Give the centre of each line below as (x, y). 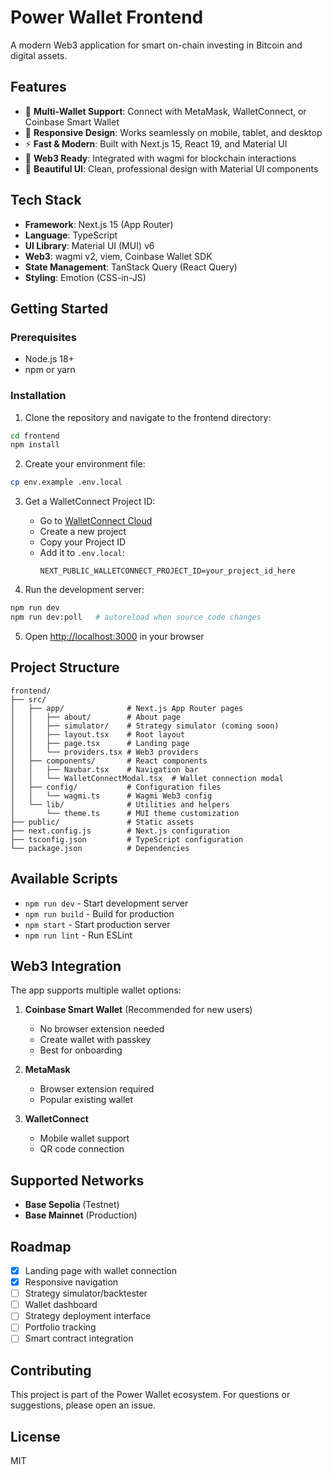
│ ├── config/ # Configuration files (116, 787)
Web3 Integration (66, 966)
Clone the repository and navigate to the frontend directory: (148, 417)
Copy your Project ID (83, 542)
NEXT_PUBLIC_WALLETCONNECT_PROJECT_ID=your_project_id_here (167, 571)
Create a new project (83, 532)
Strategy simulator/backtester (86, 1293)
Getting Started (59, 308)
